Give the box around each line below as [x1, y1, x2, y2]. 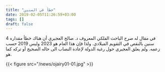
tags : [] [6, 17, 24, 22]
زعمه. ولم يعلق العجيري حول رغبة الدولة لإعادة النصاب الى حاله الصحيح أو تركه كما [6, 46, 160, 52]
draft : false [6, 21, 33, 27]
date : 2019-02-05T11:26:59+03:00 [6, 12, 76, 17]
